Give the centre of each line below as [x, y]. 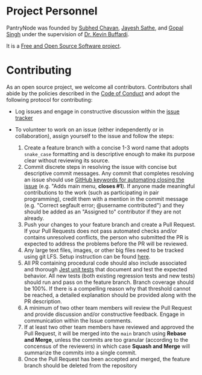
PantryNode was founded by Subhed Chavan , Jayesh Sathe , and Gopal [95, 28]
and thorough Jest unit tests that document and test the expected [106, 269]
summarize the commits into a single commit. [80, 352]
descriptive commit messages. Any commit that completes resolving [109, 173]
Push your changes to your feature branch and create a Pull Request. [110, 224]
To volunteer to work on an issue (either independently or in [89, 129]
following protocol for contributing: [49, 99]
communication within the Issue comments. [78, 320]
